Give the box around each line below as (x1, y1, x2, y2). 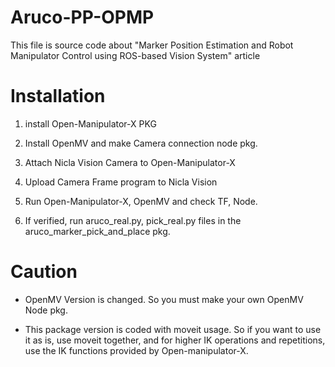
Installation (10, 85, 106, 108)
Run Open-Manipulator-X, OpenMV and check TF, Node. (24, 195, 258, 207)
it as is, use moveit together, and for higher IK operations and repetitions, (24, 334, 326, 346)
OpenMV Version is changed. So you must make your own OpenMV (24, 293, 304, 305)
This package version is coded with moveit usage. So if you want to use (24, 323, 322, 335)
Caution (10, 261, 78, 283)
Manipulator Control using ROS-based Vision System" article (10, 49, 261, 61)
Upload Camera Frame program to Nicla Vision (24, 176, 218, 188)
